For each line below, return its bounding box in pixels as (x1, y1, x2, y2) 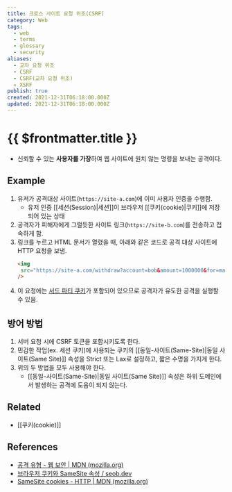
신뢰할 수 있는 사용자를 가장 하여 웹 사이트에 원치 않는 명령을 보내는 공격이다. (17, 154, 222, 163)
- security (13, 49, 45, 56)
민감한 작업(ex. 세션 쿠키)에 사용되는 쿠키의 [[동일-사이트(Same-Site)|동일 (17, 346, 218, 354)
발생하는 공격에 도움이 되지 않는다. (35, 381, 128, 389)
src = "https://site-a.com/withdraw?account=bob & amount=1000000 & (20, 267, 207, 274)
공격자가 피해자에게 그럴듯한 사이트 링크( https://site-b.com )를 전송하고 (17, 220, 215, 229)
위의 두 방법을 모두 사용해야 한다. (17, 363, 106, 372)
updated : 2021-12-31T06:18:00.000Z (7, 101, 110, 108)
